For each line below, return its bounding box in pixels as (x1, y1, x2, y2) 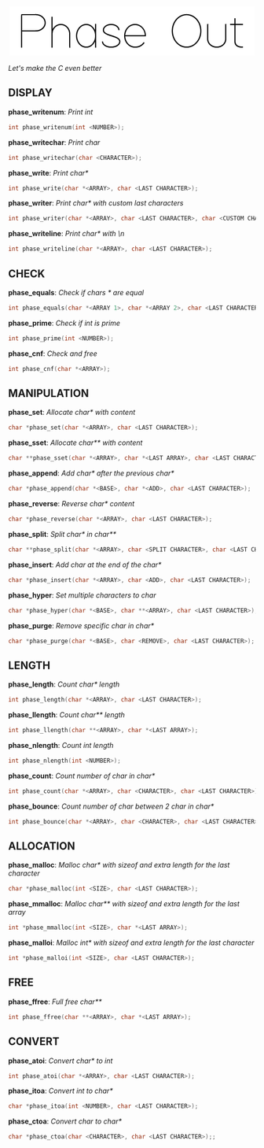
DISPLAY (8, 86, 53, 100)
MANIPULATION (8, 387, 89, 400)
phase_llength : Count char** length (8, 710, 126, 720)
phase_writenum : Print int (8, 107, 93, 117)
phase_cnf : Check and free (8, 349, 97, 358)
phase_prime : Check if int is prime (8, 318, 120, 328)
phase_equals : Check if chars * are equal (8, 288, 144, 297)
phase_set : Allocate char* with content (8, 408, 136, 417)
